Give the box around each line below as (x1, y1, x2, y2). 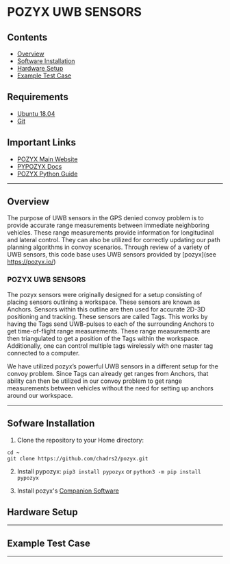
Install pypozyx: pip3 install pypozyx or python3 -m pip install (16, 467, 201, 475)
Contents (7, 32, 48, 43)
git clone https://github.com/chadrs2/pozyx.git (7, 455, 149, 462)
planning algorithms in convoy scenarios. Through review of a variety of (7, 243, 210, 251)
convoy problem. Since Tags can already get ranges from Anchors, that (7, 369, 209, 377)
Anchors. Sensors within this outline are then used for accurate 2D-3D (7, 305, 205, 313)
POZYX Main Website (16, 155, 78, 163)
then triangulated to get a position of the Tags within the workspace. (7, 334, 200, 342)
